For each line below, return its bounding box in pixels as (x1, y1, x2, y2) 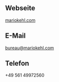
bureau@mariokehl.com (5, 45, 55, 51)
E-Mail (5, 32, 26, 40)
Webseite (5, 4, 36, 12)
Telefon (5, 59, 29, 68)
